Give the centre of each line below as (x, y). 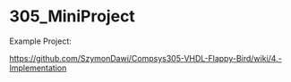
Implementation (38, 68)
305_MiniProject (73, 16)
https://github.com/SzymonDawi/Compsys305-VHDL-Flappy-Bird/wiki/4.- (145, 58)
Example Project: (40, 41)
